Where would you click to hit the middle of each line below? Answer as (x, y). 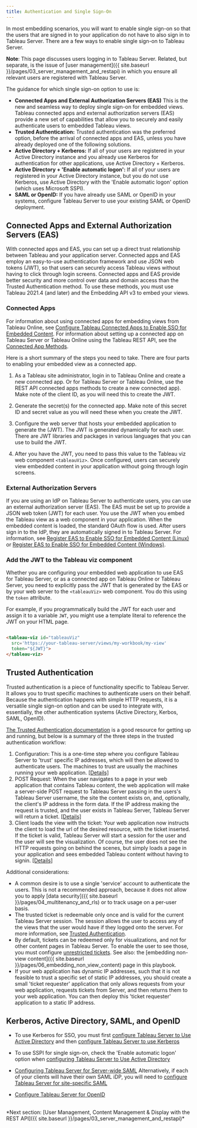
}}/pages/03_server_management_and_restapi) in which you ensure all (92, 71)
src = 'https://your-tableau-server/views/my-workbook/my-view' (89, 643)
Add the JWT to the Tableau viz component (69, 560)
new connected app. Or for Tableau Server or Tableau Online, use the (99, 382)
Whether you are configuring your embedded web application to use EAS (95, 573)
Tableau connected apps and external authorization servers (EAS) (94, 113)
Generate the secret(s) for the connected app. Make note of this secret (101, 406)
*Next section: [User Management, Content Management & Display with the (98, 1112)
